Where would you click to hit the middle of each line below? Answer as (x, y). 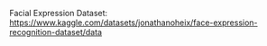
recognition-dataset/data (55, 32)
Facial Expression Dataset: (59, 13)
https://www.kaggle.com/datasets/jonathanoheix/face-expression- (134, 23)
